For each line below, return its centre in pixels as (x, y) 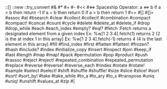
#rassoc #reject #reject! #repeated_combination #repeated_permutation (79, 60)
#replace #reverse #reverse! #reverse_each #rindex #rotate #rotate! (75, 65)
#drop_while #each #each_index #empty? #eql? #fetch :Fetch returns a (78, 28)
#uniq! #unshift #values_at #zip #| (40, 81)
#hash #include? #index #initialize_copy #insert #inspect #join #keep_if (78, 49)
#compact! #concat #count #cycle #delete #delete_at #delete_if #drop (78, 23)
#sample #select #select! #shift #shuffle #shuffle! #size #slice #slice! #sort (82, 71)
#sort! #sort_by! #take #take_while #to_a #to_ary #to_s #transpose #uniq (80, 76)
